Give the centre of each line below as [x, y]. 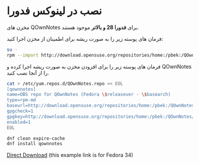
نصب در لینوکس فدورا [54, 11]
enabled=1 [19, 122]
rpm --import [23, 55]
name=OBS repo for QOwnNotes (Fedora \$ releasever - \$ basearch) [89, 95]
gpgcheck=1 [20, 111]
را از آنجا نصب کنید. [28, 73]
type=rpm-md [21, 100]
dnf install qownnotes [35, 144]
